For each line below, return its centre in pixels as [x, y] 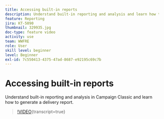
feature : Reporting [25, 19]
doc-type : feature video [30, 32]
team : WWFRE [17, 41]
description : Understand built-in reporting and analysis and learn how [81, 14]
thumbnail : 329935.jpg [28, 28]
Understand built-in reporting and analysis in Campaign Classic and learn [79, 97]
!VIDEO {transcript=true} [41, 112]
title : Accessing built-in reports [41, 10]
